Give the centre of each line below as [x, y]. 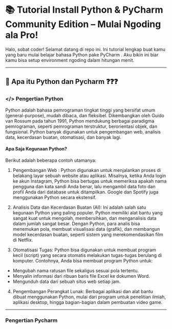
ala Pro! [22, 35]
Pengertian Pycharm [31, 320]
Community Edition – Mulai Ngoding [83, 24]
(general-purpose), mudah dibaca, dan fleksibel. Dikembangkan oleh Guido [85, 115]
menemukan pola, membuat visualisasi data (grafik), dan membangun [86, 229]
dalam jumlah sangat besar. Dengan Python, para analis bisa [76, 224]
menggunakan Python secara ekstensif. [55, 197]
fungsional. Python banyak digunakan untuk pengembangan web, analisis [83, 131]
